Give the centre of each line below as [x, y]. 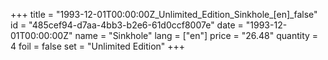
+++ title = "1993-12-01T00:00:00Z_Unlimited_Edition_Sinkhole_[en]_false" [164, 14]
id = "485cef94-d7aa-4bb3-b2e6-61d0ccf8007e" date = [127, 25]
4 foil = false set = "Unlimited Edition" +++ [98, 46]
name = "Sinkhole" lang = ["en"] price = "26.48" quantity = [196, 35]
